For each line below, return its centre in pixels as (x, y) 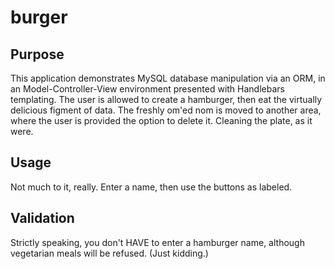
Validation (42, 218)
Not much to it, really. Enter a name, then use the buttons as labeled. (151, 187)
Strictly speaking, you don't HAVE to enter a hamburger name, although (157, 242)
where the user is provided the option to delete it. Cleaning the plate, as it (161, 120)
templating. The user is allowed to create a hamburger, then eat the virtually (166, 99)
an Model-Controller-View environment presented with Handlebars (147, 89)
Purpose (37, 54)
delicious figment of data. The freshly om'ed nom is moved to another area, (166, 110)
